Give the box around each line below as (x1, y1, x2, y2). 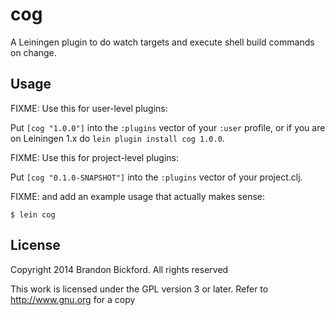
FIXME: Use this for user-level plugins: (10, 102, 168, 114)
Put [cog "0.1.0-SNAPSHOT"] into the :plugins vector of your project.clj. (10, 171, 303, 183)
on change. (10, 46, 57, 58)
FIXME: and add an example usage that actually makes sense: (10, 190, 266, 202)
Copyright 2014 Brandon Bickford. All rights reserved (10, 263, 229, 275)
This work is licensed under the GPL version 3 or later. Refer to (10, 283, 269, 295)
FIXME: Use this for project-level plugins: (10, 151, 180, 163)
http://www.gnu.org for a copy (10, 293, 136, 305)
